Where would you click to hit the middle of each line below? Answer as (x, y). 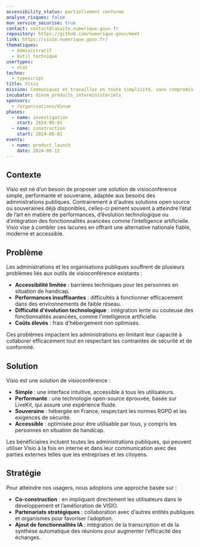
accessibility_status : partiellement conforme (65, 12)
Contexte (24, 175)
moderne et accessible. (35, 234)
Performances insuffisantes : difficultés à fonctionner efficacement (99, 298)
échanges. (28, 537)
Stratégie (24, 473)
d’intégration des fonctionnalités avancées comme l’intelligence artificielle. (98, 221)
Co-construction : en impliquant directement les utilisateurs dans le (98, 499)
